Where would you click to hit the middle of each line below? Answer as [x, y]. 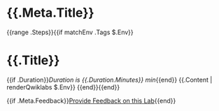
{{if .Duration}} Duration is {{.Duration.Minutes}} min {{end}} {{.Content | [109, 80]
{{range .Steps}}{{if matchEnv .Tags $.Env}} [70, 32]
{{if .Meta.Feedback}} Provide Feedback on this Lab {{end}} [91, 101]
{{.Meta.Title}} [51, 13]
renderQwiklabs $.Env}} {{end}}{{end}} [63, 87]
